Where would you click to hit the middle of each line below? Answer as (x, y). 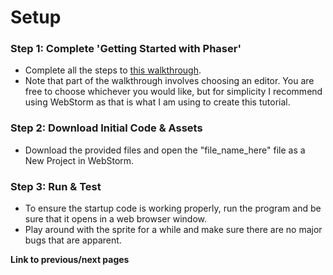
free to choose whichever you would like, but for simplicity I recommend (173, 92)
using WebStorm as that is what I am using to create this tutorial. (157, 102)
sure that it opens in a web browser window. (116, 219)
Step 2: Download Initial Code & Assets (106, 128)
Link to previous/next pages (70, 260)
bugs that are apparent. (73, 240)
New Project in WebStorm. (79, 160)
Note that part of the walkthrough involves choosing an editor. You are (169, 81)
